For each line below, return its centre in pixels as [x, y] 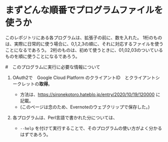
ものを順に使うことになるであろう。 [43, 56]
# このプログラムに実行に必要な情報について [53, 67]
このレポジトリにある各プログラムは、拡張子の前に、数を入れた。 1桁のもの [84, 37]
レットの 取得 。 [37, 83]
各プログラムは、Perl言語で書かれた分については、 [65, 117]
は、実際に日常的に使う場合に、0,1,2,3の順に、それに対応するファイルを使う [85, 43]
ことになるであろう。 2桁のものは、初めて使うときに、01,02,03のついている [84, 50]
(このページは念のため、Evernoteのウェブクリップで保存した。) [85, 107]
